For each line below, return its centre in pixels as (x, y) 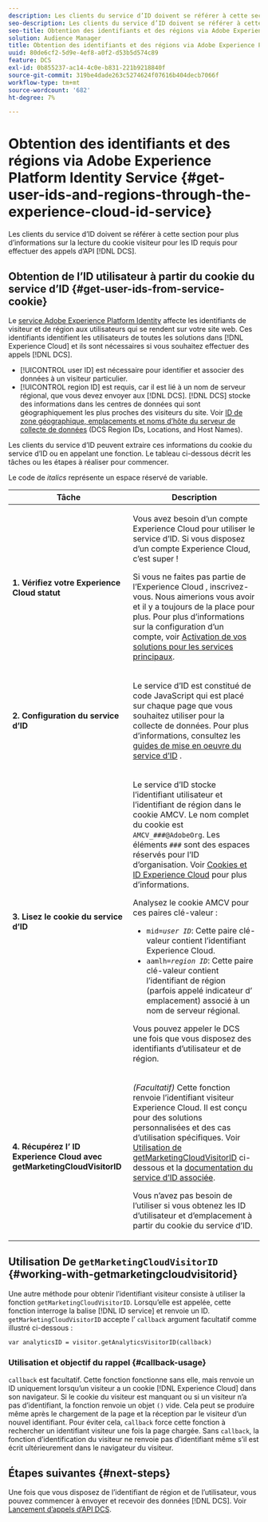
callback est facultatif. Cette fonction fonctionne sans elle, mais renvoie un (131, 1380)
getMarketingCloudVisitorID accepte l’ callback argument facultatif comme (132, 1319)
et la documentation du (210, 1167)
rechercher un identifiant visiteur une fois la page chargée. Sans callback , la (134, 1431)
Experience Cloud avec (57, 1156)
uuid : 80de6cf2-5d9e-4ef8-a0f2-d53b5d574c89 (83, 53)
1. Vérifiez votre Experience (67, 583)
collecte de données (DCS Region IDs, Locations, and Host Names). (131, 429)
